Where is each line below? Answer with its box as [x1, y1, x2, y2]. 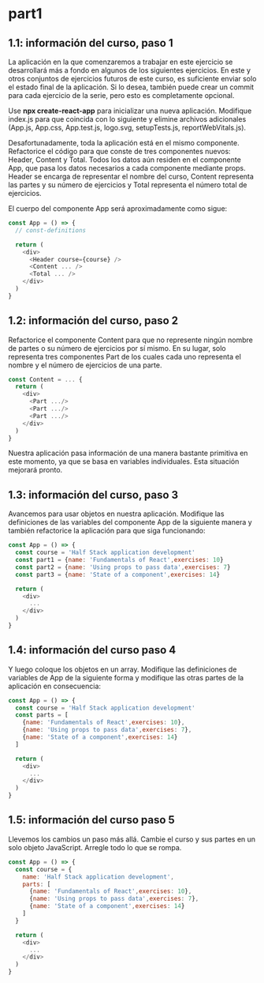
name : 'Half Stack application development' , [22, 872, 175, 881]
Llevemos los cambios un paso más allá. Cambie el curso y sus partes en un [8, 834, 256, 844]
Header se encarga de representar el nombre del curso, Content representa [8, 171, 255, 181]
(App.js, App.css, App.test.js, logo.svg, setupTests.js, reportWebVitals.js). [8, 123, 247, 132]
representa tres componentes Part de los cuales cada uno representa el [8, 352, 242, 361]
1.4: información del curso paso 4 [8, 643, 177, 657]
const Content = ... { [8, 375, 83, 383]
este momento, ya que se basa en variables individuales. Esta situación [8, 457, 240, 466]
